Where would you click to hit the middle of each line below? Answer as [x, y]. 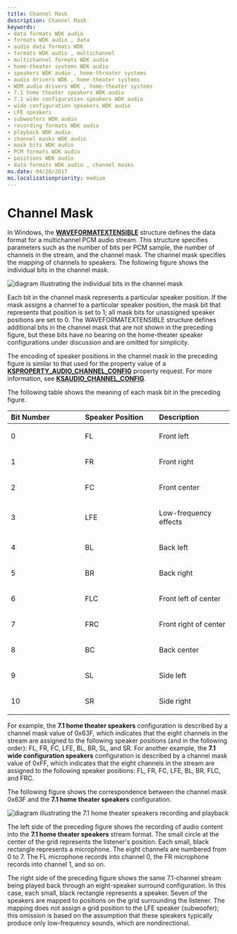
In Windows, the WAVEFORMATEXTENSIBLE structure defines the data [111, 232]
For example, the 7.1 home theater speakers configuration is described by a [117, 726]
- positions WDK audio [41, 159]
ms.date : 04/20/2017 [38, 171]
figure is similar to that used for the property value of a [87, 364]
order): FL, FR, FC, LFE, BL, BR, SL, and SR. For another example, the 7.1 [112, 748]
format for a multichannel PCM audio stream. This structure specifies [108, 240]
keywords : [22, 27]
